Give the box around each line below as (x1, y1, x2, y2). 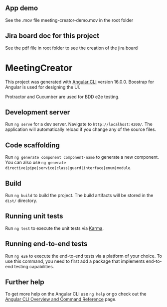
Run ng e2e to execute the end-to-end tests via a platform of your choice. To (5, 253, 163, 259)
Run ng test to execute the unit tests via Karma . (5, 225, 104, 231)
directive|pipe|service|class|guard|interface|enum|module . (5, 165, 132, 171)
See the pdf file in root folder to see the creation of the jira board (5, 45, 138, 51)
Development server (5, 108, 70, 116)
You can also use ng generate (5, 159, 66, 166)
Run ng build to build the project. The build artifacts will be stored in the (5, 193, 154, 198)
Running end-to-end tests (5, 240, 88, 248)
